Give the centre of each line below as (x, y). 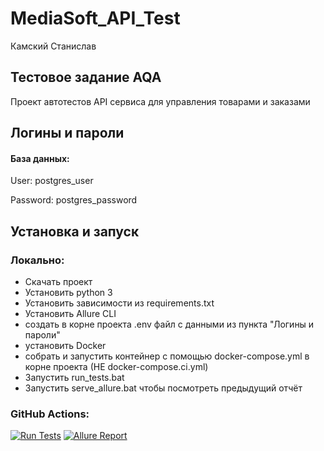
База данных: (40, 158)
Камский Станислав (53, 46)
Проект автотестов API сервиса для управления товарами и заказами (160, 101)
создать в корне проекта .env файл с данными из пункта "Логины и (169, 324)
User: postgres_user (52, 181)
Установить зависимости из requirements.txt (119, 303)
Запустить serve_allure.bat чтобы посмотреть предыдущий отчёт (163, 388)
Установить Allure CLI (70, 314)
